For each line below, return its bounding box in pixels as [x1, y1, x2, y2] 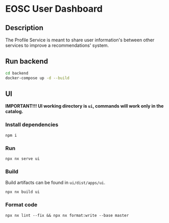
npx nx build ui [5, 189, 40, 194]
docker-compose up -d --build [5, 75, 70, 81]
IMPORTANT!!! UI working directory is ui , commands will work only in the [5, 103, 164, 109]
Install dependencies [5, 121, 59, 128]
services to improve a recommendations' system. [5, 42, 109, 48]
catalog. [5, 108, 23, 115]
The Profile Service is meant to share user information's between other [5, 37, 155, 43]
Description [5, 23, 43, 32]
